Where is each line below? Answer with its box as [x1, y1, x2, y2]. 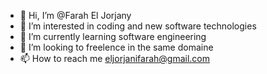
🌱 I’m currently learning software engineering [19, 31, 207, 42]
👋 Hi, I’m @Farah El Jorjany [19, 10, 132, 21]
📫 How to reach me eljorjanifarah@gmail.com [19, 53, 210, 64]
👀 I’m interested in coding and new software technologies [19, 20, 257, 32]
